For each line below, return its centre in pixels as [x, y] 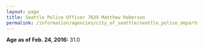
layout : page [23, 12]
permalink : [20, 23]
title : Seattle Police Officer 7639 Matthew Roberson [76, 17]
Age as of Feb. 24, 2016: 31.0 [43, 40]
